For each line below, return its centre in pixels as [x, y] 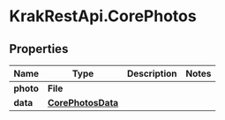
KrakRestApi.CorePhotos [103, 16]
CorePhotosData [83, 103]
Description [152, 74]
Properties [39, 49]
